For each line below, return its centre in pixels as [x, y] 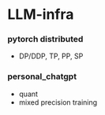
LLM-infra [41, 15]
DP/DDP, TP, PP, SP [51, 56]
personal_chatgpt [42, 76]
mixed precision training [58, 102]
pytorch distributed [45, 39]
